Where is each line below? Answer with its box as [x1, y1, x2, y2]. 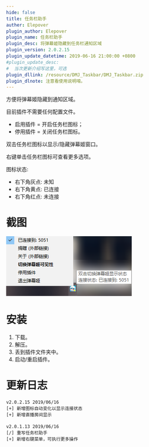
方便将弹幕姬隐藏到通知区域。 [6, 96, 78, 103]
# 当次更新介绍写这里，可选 [6, 66, 67, 71]
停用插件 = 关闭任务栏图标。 [14, 128, 84, 135]
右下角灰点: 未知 [14, 178, 54, 185]
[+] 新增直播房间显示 [6, 412, 52, 418]
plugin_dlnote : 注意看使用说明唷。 [6, 78, 85, 84]
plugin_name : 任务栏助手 [6, 34, 63, 41]
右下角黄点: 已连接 [14, 186, 59, 193]
